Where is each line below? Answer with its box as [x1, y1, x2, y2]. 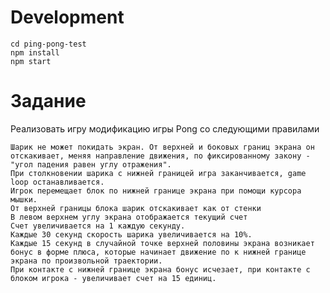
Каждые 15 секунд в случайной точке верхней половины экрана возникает [10, 238, 315, 248]
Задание [10, 90, 87, 113]
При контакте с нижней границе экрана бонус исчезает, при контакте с [10, 264, 311, 275]
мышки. [10, 194, 38, 205]
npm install [10, 47, 60, 58]
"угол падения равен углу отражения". [10, 159, 172, 170]
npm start [10, 56, 52, 66]
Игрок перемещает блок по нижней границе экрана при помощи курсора [10, 186, 302, 196]
